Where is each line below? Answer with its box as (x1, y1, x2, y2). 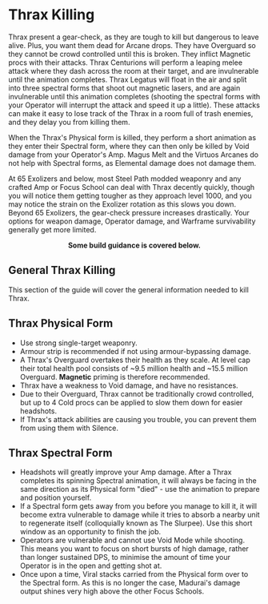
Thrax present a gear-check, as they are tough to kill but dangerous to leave (8, 32, 259, 42)
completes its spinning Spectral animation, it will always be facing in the (19, 476, 258, 485)
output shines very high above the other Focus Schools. (19, 586, 205, 596)
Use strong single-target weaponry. (19, 338, 138, 348)
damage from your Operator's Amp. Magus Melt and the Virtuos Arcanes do (8, 150, 258, 159)
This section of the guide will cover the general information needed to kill (8, 284, 250, 294)
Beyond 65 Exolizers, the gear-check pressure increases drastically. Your (8, 207, 250, 217)
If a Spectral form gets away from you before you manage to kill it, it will (19, 501, 258, 511)
